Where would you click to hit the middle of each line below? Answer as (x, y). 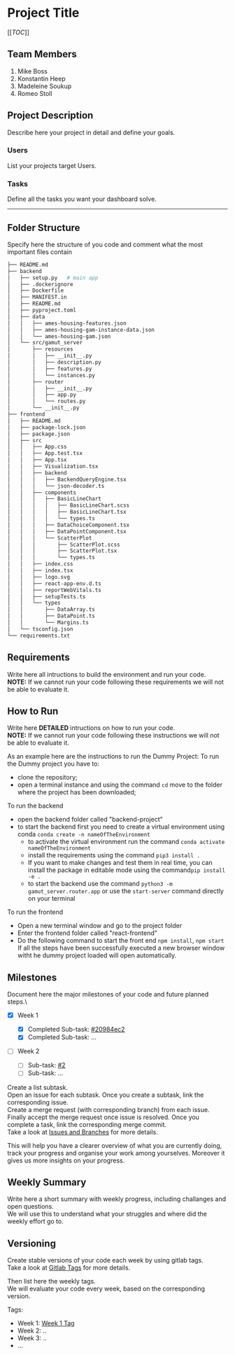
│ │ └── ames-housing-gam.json (59, 336)
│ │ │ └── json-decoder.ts (56, 486)
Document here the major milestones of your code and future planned (108, 995)
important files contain (40, 252)
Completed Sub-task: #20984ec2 (76, 1030)
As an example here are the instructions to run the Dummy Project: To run (113, 757)
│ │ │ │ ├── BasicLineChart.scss (69, 505)
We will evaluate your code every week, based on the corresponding (106, 1289)
